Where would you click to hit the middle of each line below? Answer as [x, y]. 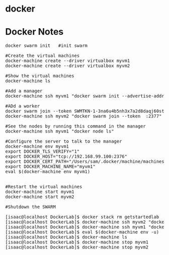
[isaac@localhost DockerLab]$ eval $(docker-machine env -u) [82, 232]
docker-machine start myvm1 [40, 192]
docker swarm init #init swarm [47, 46]
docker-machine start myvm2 [40, 197]
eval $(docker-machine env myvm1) [48, 172]
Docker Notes [34, 32]
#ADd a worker [23, 106]
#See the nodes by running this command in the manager [75, 126]
